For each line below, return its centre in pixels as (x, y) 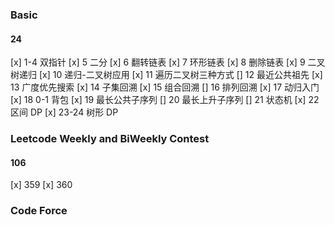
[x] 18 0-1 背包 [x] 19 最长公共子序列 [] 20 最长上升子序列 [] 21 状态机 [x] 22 (165, 100)
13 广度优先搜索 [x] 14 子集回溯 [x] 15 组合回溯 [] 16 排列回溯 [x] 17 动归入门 (165, 87)
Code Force (39, 211)
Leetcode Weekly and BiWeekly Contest (110, 139)
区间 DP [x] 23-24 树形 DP (64, 112)
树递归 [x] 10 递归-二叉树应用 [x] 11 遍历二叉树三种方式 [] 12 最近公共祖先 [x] (166, 75)
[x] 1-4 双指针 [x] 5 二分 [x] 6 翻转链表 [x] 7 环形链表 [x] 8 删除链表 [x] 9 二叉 (168, 62)
